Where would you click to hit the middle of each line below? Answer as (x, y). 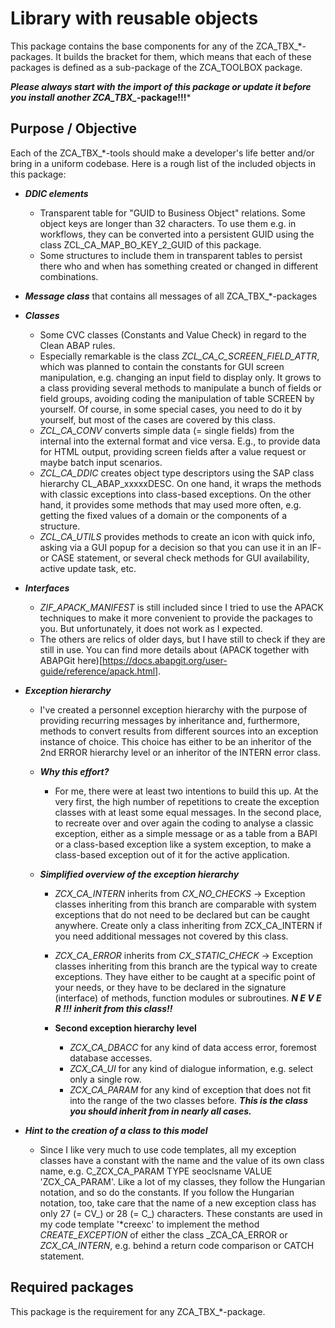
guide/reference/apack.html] (99, 671)
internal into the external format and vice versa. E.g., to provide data (180, 441)
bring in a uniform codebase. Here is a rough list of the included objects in (163, 163)
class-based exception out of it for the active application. (172, 854)
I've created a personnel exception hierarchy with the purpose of (173, 709)
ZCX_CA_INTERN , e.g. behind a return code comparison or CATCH (177, 1245)
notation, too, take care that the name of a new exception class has (178, 1203)
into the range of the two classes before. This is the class (189, 1100)
